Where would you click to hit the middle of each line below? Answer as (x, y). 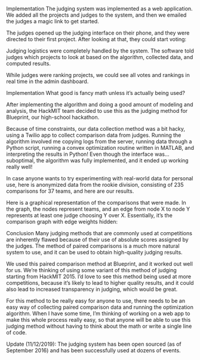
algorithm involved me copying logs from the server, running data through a (99, 141)
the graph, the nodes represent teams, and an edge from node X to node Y (98, 209)
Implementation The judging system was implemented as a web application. (99, 9)
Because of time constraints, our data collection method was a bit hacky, (96, 129)
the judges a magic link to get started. (53, 21)
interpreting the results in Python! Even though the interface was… (88, 154)
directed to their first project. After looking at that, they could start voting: (96, 39)
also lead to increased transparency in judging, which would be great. (92, 289)
